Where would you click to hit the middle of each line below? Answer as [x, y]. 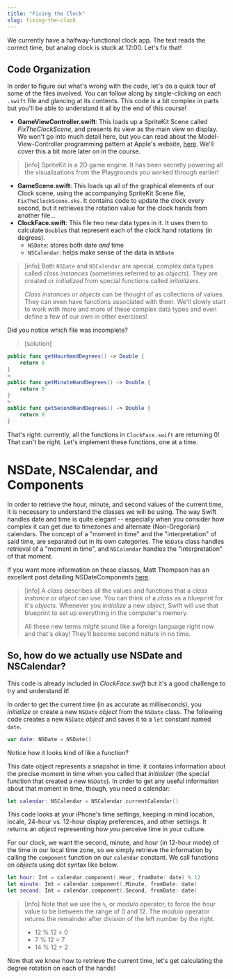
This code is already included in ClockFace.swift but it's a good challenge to [116, 683]
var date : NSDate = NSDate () [49, 739]
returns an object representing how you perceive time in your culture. [107, 829]
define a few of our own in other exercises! [86, 317]
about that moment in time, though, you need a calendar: [89, 788]
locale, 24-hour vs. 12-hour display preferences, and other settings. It [107, 822]
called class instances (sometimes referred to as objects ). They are [121, 273]
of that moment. [30, 556]
